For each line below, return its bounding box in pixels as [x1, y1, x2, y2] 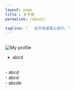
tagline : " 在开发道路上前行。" [5, 25, 70, 30]
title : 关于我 [5, 12, 34, 17]
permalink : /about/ [5, 16, 46, 21]
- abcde [5, 80, 21, 86]
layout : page [5, 7, 32, 12]
